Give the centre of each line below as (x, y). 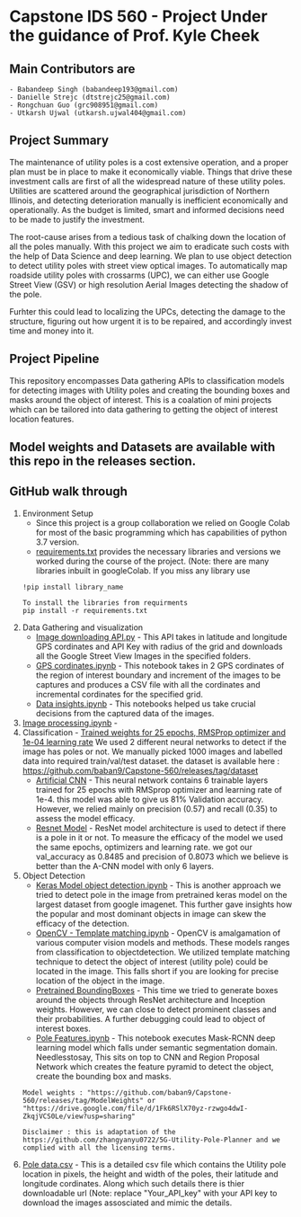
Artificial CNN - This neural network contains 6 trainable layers (152, 780)
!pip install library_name (73, 587)
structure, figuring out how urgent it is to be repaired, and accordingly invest (150, 321)
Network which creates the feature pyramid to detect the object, (155, 1066)
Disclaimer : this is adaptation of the (99, 1132)
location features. (42, 419)
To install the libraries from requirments (105, 603)
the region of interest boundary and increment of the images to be (158, 675)
